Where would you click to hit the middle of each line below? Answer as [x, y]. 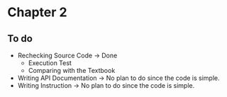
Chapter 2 [37, 12]
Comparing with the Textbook [72, 70]
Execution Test [50, 63]
